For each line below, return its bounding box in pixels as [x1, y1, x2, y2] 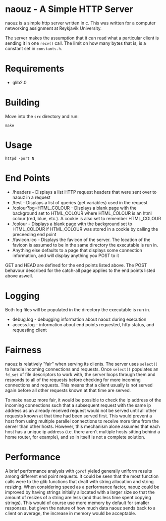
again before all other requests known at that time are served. [5, 387, 131, 393]
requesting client [12, 327, 47, 333]
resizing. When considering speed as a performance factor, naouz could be [5, 484, 160, 490]
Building [5, 97, 40, 108]
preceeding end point [12, 231, 56, 237]
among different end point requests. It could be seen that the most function [5, 473, 159, 479]
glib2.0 [12, 79, 27, 85]
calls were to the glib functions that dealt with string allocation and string [5, 478, 154, 484]
